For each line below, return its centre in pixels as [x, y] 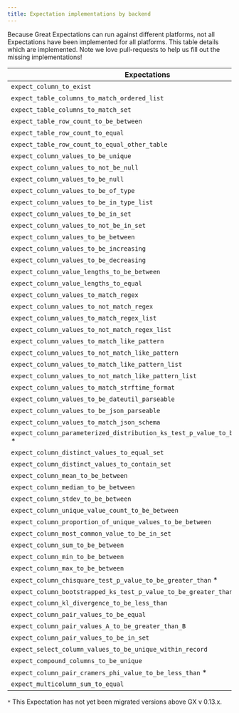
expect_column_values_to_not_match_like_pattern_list [104, 376]
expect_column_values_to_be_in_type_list [82, 202]
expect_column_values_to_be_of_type [73, 191]
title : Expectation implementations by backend [79, 14]
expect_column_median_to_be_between [73, 487]
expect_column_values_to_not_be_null [75, 167]
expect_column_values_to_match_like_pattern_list [97, 364]
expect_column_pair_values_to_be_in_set [80, 637]
